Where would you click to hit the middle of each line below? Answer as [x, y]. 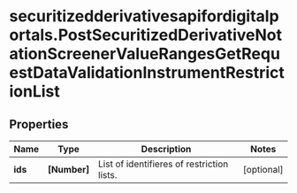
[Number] [69, 170]
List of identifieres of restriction [164, 164]
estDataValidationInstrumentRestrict [147, 73]
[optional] [263, 170]
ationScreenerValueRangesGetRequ [145, 54]
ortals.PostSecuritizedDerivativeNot [146, 35]
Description [166, 149]
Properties [39, 124]
